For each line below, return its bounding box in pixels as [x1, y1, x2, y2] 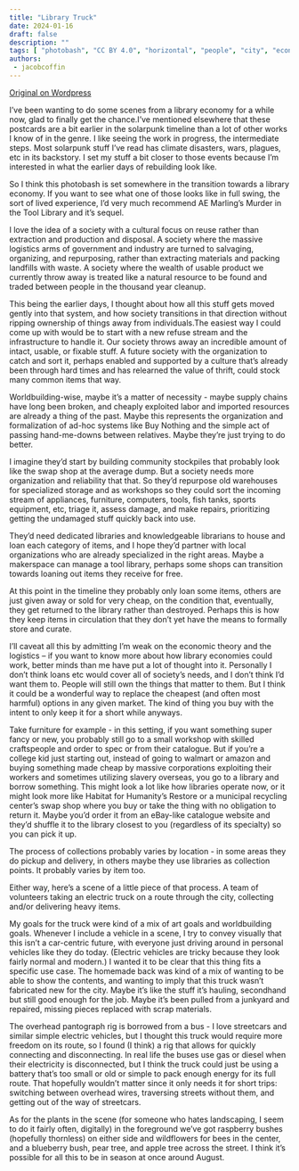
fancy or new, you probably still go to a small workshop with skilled [9, 733, 255, 745]
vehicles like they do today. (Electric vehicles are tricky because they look [9, 946, 280, 957]
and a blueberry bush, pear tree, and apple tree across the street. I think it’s [9, 1142, 287, 1153]
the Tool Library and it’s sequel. [9, 207, 125, 218]
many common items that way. [9, 374, 122, 384]
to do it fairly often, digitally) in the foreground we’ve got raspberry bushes [9, 1123, 283, 1134]
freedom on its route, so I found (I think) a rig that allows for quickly [9, 1040, 256, 1051]
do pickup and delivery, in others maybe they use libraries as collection [9, 855, 271, 866]
